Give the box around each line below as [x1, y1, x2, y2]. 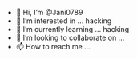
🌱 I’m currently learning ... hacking [15, 25, 130, 33]
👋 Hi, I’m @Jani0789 [15, 8, 83, 17]
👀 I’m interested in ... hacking [15, 16, 112, 26]
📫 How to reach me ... [15, 42, 91, 51]
